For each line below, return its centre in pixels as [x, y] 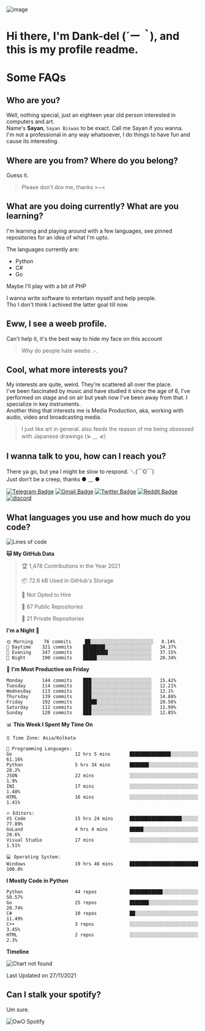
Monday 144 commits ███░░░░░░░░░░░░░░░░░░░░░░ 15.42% [91, 681]
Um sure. [18, 1010]
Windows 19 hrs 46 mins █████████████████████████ [102, 864]
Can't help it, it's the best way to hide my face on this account [84, 338]
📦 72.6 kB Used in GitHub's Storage [67, 581]
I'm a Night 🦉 [23, 631]
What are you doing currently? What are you [93, 207]
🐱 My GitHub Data [31, 554]
